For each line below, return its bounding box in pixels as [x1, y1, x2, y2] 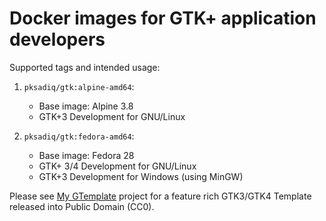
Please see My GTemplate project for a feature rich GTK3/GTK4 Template [9, 190, 312, 202]
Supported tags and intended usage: [9, 61, 161, 73]
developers [9, 28, 106, 51]
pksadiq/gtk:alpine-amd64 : [23, 80, 135, 92]
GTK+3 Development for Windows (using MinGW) [38, 170, 244, 182]
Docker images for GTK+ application [9, 7, 317, 30]
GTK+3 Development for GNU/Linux [38, 110, 186, 122]
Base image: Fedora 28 [38, 149, 135, 161]
